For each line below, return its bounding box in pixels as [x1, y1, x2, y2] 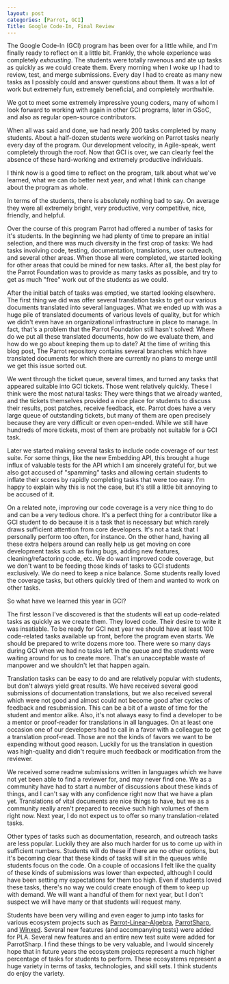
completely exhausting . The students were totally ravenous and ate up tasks [7, 56, 222, 64]
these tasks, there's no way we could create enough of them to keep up [7, 883, 210, 891]
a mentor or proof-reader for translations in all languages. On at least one [7, 718, 213, 727]
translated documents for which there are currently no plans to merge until [7, 355, 217, 363]
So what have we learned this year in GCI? [7, 597, 126, 605]
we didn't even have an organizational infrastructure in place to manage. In [7, 318, 218, 326]
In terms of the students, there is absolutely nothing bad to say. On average [7, 197, 219, 205]
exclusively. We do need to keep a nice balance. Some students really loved [7, 569, 221, 577]
